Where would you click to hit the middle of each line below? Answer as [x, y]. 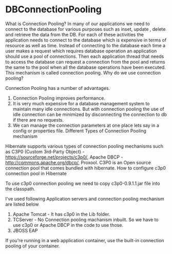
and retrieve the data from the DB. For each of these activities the [74, 34]
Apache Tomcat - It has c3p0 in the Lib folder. [61, 214]
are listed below [22, 204]
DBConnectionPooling [53, 9]
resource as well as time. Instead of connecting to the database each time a [85, 45]
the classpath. [20, 189]
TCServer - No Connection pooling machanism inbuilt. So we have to [85, 220]
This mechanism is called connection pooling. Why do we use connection [83, 72]
